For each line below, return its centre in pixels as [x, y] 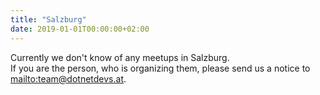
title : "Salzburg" [48, 19]
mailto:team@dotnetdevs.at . [68, 78]
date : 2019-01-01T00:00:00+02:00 [80, 29]
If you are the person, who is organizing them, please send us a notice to [160, 68]
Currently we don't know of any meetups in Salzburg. [120, 57]
